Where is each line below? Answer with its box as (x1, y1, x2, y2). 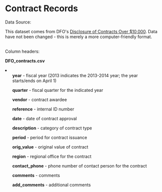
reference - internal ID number (12, 106, 75, 112)
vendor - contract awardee (12, 96, 67, 103)
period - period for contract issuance (12, 134, 87, 140)
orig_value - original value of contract (12, 144, 89, 149)
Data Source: (5, 19, 32, 25)
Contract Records (5, 3, 78, 14)
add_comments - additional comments (12, 182, 91, 188)
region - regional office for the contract (12, 153, 92, 159)
